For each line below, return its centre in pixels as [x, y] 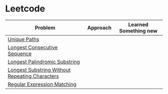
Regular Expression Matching [42, 84]
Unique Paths [23, 39]
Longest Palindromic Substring [44, 61]
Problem [45, 27]
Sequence [20, 53]
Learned [138, 24]
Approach [99, 27]
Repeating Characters [33, 76]
